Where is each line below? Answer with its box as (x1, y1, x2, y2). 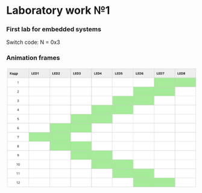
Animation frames (6, 54, 60, 62)
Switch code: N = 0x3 (6, 38, 60, 46)
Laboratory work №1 (6, 4, 110, 17)
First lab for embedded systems (6, 25, 101, 34)
